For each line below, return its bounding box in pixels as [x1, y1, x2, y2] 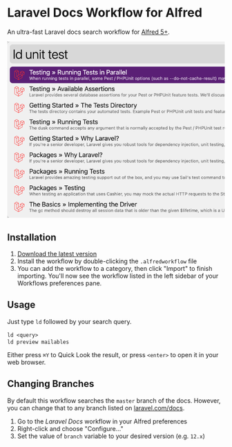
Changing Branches [7, 378, 95, 390]
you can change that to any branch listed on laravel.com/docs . [7, 403, 185, 412]
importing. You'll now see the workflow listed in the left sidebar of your [17, 272, 219, 280]
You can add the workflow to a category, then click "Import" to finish [17, 264, 213, 272]
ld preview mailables [7, 339, 70, 345]
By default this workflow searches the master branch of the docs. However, [7, 396, 221, 405]
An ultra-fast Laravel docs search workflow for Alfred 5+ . [7, 28, 171, 36]
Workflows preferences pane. [17, 278, 102, 287]
